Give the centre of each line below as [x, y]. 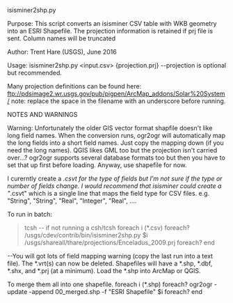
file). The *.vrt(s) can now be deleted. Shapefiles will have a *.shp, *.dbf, [110, 263]
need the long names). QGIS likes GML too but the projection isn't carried [112, 150]
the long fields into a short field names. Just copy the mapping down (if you [115, 143]
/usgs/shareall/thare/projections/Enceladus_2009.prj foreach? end [120, 242]
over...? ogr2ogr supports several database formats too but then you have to [116, 157]
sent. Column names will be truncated [62, 38]
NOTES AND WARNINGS [42, 115]
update [17, 292]
